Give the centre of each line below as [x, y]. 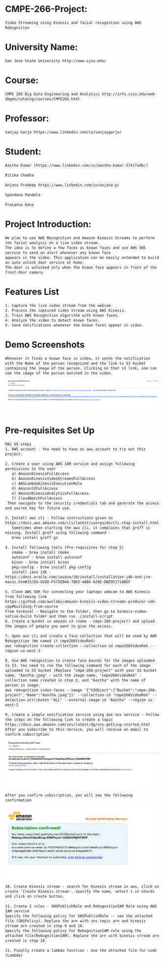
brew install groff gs [35, 538]
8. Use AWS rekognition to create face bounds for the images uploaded [80, 661]
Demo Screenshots [45, 345]
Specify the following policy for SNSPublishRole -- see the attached [79, 916]
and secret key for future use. [38, 508]
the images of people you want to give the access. [59, 626]
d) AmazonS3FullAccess [35, 489]
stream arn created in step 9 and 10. [45, 926]
